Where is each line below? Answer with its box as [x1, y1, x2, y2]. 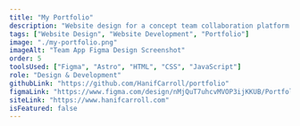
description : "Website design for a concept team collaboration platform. [9, 21, 294, 30]
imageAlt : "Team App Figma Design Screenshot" [9, 46, 186, 55]
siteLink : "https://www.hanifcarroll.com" [9, 95, 170, 105]
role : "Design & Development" [9, 71, 122, 80]
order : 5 [9, 54, 42, 63]
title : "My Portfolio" [9, 12, 94, 22]
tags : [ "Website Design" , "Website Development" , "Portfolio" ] [9, 29, 250, 38]
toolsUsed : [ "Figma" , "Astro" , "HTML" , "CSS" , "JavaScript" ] [9, 63, 242, 72]
